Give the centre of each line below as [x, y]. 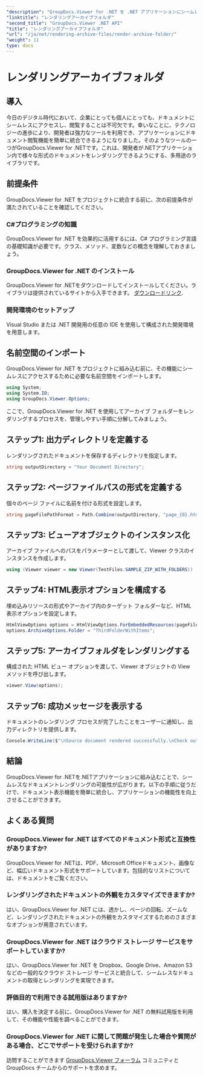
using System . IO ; [28, 393]
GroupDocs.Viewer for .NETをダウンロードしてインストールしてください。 [99, 285]
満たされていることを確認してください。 [56, 207]
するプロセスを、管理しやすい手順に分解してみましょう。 [98, 419]
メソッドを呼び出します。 [38, 674]
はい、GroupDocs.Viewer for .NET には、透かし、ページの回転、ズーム [94, 909]
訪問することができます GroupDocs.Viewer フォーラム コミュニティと [93, 1060]
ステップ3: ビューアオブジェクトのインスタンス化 [98, 535]
